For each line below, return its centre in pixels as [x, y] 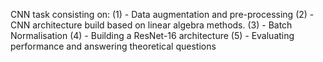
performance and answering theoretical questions [113, 46]
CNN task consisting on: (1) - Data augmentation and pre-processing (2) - [162, 14]
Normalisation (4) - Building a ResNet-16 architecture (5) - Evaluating [152, 35]
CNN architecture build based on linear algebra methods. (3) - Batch [151, 25]
